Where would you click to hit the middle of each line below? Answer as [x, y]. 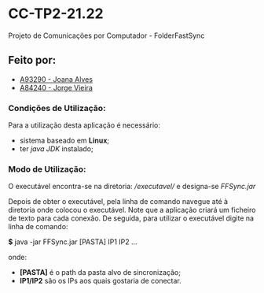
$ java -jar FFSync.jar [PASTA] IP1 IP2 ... [73, 242]
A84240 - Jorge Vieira [56, 87]
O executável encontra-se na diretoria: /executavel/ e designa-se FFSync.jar [132, 187]
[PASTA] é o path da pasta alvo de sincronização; [100, 273]
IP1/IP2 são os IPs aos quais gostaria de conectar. [101, 281]
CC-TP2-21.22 [56, 14]
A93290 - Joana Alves [56, 79]
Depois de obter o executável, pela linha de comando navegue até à [118, 202]
